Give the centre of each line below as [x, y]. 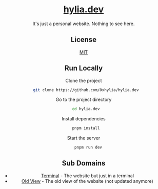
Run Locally [84, 68]
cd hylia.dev [86, 109]
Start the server [84, 138]
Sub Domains [84, 163]
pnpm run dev [88, 148]
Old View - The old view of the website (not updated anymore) [87, 181]
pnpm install [86, 128]
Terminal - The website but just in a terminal [87, 176]
